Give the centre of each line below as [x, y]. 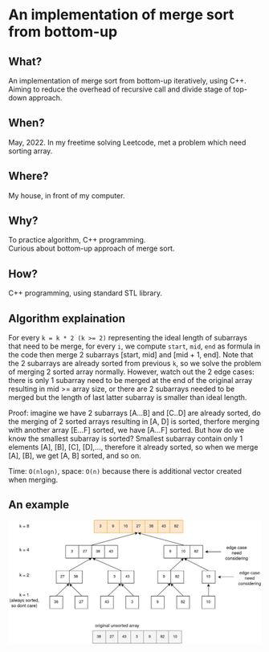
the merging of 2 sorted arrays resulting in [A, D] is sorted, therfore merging [134, 422]
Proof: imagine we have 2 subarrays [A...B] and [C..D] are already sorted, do [134, 413]
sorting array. [31, 151]
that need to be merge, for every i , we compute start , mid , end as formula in [134, 346]
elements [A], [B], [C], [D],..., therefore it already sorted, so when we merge [133, 447]
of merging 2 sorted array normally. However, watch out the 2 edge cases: [131, 372]
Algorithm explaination [67, 318]
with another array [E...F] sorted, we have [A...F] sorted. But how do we [126, 430]
